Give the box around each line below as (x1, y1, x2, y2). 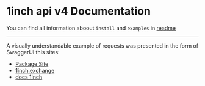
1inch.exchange (15, 66, 55, 74)
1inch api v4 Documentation (6, 4, 151, 18)
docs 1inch (15, 73, 43, 81)
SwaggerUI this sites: (6, 48, 60, 56)
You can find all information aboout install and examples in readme (6, 24, 176, 32)
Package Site (15, 60, 49, 68)
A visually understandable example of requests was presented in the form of (6, 41, 199, 49)
